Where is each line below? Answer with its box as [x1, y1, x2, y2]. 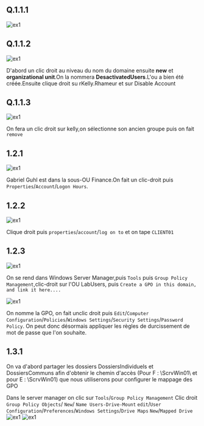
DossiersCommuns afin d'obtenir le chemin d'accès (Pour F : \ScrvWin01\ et [6, 369, 198, 377]
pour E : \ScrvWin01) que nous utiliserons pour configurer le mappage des [6, 375, 193, 383]
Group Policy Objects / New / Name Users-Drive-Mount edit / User [6, 400, 161, 408]
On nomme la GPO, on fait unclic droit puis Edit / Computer [6, 309, 149, 316]
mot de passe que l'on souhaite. [6, 328, 87, 336]
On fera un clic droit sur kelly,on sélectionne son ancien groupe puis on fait [6, 125, 195, 133]
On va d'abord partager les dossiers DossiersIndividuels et [6, 363, 154, 370]
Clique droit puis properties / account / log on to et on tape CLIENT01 [6, 229, 174, 236]
